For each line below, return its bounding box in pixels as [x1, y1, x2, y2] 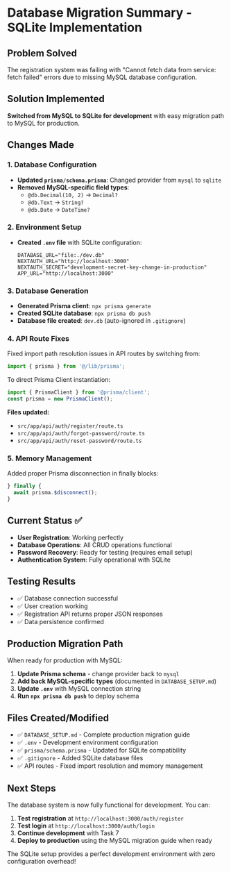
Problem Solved [7, 47, 78, 59]
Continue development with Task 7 [17, 829, 119, 837]
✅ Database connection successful [17, 594, 119, 602]
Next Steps [7, 782, 56, 794]
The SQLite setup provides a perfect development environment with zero [7, 850, 216, 858]
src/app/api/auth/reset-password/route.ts [17, 437, 142, 445]
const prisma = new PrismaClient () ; [7, 396, 113, 403]
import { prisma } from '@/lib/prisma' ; [7, 363, 126, 370]
